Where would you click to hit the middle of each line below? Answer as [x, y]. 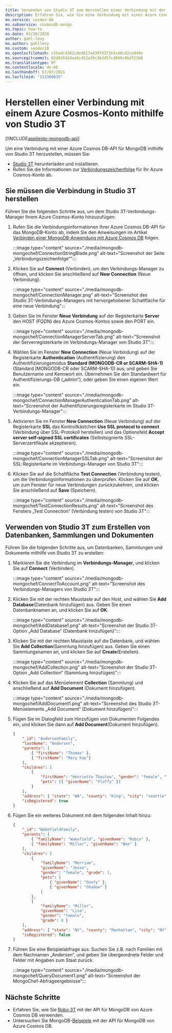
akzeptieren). [63, 443]
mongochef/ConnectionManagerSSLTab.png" [61, 458]
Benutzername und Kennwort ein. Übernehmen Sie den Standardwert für [90, 374]
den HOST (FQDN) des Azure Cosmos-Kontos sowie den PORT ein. [84, 321]
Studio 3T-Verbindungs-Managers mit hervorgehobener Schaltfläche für [89, 300]
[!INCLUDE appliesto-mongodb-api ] [42, 138]
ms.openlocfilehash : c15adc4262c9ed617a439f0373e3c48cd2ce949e [74, 53]
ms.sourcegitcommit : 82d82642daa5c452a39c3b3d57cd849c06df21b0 [74, 58]
